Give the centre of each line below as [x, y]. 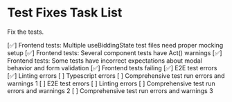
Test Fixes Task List [65, 13]
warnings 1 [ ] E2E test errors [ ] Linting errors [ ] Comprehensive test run [111, 83]
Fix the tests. [26, 32]
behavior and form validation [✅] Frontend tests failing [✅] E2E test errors [112, 68]
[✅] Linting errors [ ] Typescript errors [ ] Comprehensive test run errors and [116, 75]
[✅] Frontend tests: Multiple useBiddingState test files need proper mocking [115, 45]
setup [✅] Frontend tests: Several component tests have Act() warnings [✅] [115, 52]
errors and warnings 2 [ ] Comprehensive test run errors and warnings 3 [110, 90]
